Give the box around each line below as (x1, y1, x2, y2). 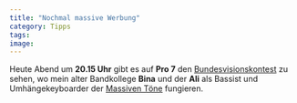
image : (9, 38, 35, 48)
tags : (9, 30, 30, 39)
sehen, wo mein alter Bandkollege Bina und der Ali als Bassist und (9, 74, 258, 85)
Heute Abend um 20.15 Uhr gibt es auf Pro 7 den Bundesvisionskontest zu (9, 64, 289, 75)
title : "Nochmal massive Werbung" (9, 13, 141, 23)
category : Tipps (9, 22, 71, 31)
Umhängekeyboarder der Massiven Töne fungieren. (9, 83, 204, 94)
